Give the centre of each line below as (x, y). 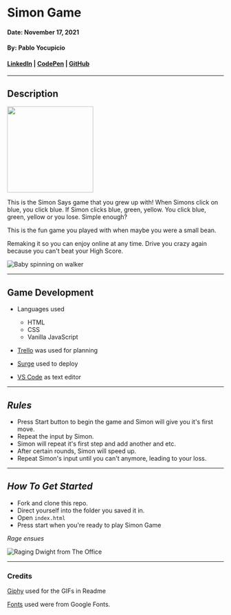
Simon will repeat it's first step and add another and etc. (97, 444)
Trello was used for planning (57, 351)
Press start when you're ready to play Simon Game (89, 525)
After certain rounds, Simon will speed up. (77, 451)
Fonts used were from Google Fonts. (59, 605)
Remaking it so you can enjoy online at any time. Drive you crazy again (107, 244)
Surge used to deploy (47, 364)
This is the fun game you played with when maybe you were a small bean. (112, 230)
